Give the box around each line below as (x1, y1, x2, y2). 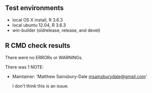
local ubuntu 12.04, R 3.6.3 (12, 22, 66, 28)
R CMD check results (5, 42, 71, 50)
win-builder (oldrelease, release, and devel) (12, 27, 101, 33)
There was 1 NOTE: (5, 64, 44, 70)
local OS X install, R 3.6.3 (12, 17, 63, 23)
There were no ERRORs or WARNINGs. (5, 54, 83, 60)
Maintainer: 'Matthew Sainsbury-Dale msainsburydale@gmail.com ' (12, 73, 147, 79)
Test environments (5, 4, 64, 12)
